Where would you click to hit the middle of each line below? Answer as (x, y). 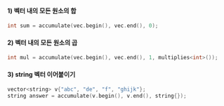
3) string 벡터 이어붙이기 (41, 74)
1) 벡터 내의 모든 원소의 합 (42, 10)
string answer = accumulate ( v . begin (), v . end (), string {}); (97, 96)
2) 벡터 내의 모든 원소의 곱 (42, 43)
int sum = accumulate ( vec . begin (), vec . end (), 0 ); (83, 26)
